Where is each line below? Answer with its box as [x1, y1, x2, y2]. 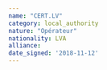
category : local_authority [8, 19, 99, 27]
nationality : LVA [8, 34, 67, 43]
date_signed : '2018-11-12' [8, 49, 99, 57]
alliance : [8, 42, 42, 50]
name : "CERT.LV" [8, 11, 63, 20]
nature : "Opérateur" [8, 27, 78, 35]
